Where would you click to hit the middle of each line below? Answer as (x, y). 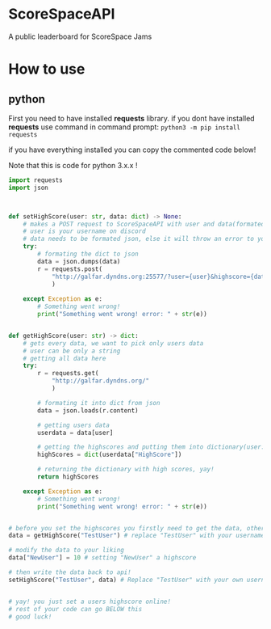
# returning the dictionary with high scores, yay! (126, 470)
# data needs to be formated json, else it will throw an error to (138, 239)
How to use (47, 69)
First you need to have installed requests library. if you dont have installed (132, 118)
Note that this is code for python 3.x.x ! (73, 165)
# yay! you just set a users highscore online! (90, 602)
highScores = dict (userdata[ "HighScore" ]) (110, 455)
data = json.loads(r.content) (88, 410)
